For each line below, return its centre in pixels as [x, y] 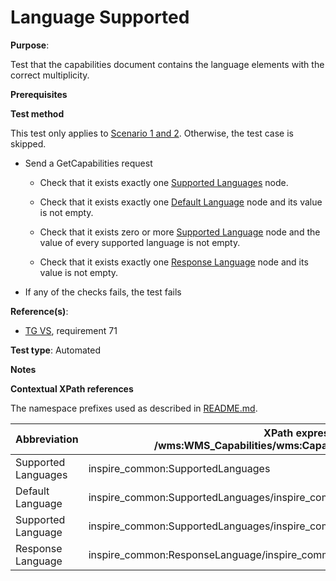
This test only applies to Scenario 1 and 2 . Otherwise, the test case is [152, 133]
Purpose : [30, 45]
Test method [37, 113]
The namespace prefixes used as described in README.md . [134, 408]
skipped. [28, 143]
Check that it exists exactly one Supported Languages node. [164, 182]
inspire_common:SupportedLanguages [179, 468]
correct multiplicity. [50, 75]
